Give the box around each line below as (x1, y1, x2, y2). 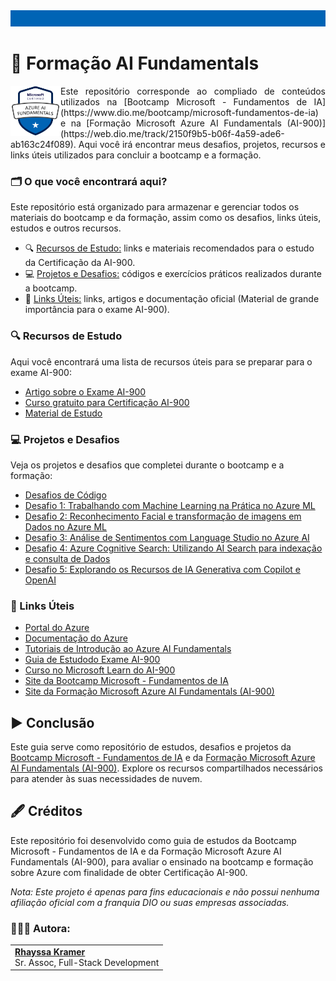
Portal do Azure (24, 622, 90, 634)
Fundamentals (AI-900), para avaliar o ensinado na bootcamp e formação (10, 855, 314, 868)
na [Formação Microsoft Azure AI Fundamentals (70, 117, 282, 129)
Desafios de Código (24, 489, 107, 501)
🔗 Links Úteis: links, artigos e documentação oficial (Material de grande (24, 293, 320, 305)
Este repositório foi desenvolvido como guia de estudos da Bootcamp (10, 834, 297, 846)
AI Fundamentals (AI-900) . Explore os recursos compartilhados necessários (10, 762, 323, 774)
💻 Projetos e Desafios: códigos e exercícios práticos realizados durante (24, 268, 322, 280)
